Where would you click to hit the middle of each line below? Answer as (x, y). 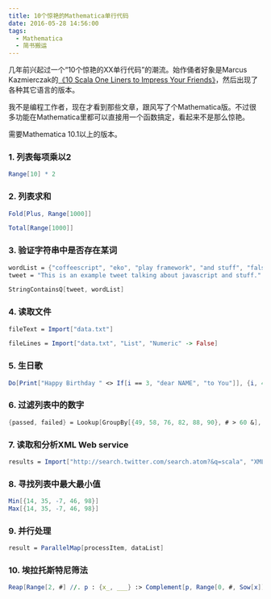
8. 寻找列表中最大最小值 (54, 484)
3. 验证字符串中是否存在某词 (63, 251)
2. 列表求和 (30, 197)
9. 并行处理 (30, 530)
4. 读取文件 (30, 312)
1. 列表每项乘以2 (40, 157)
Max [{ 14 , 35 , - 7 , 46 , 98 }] (54, 509)
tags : (17, 31)
